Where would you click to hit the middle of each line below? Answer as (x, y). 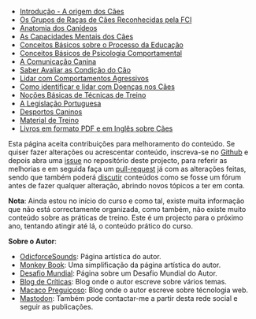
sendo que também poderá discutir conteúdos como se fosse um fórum (125, 177)
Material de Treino (49, 120)
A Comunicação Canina (58, 61)
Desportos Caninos (51, 112)
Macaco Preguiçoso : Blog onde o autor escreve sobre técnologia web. (134, 290)
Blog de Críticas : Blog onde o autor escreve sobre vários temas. (123, 282)
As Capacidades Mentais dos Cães (76, 36)
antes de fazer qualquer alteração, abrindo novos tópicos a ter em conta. (127, 185)
